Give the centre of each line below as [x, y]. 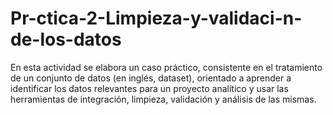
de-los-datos [66, 39]
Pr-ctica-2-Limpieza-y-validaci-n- [156, 18]
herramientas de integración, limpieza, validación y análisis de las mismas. [163, 99]
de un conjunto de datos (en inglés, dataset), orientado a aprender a [151, 78]
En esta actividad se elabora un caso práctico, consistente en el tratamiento [166, 67]
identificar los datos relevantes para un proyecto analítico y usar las [149, 88]
